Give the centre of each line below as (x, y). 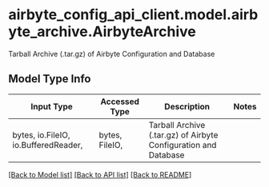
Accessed (120, 101)
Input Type (52, 106)
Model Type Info (50, 79)
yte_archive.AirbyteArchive (102, 32)
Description (187, 106)
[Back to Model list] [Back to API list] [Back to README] (100, 174)
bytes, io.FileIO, (41, 135)
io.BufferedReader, (48, 145)
